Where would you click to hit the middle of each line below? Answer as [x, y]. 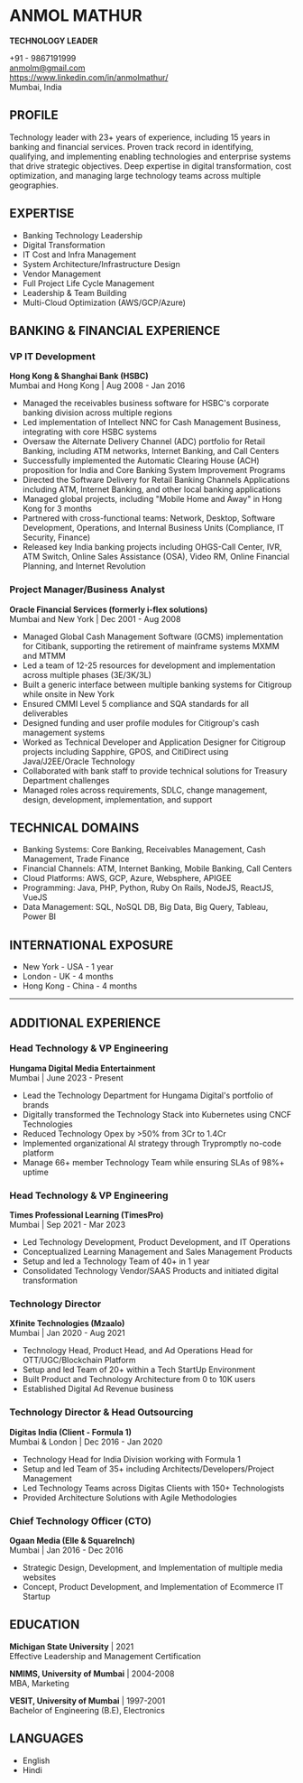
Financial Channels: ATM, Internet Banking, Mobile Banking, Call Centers [157, 868]
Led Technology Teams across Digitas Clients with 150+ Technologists [153, 1488]
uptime [36, 1172]
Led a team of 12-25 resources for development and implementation [149, 665]
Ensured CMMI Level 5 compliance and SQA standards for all [136, 703]
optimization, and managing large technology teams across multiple [135, 175]
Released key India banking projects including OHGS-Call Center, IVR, [152, 547]
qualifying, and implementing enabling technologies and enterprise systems [150, 156]
